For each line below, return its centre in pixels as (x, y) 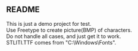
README (23, 10)
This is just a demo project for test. (49, 23)
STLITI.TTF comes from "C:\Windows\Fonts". (61, 42)
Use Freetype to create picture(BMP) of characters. (69, 30)
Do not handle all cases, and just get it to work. (64, 36)
